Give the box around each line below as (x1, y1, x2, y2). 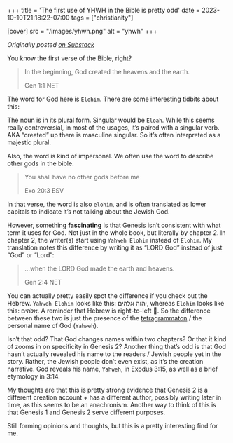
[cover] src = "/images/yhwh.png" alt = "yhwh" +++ (7, 27, 157, 35)
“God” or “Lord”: (7, 251, 55, 259)
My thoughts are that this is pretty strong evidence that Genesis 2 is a (7, 386, 209, 394)
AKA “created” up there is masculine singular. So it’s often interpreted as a (7, 131, 221, 139)
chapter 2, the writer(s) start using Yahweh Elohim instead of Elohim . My (7, 236, 212, 244)
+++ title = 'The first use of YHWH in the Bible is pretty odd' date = (7, 6, 201, 14)
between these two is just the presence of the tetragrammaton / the (7, 314, 203, 322)
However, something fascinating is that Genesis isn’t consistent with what (7, 221, 221, 229)
